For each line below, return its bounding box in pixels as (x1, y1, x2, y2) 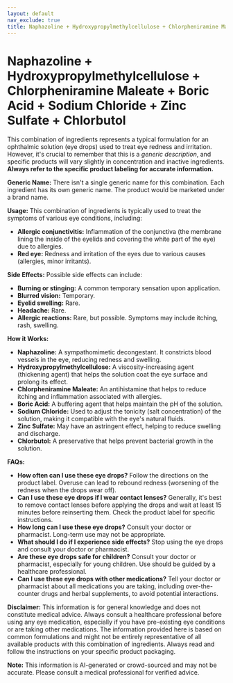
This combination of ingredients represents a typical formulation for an (7, 135, 209, 143)
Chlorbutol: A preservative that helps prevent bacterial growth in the (17, 437, 214, 446)
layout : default (7, 10, 54, 17)
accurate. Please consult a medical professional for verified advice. (7, 668, 200, 677)
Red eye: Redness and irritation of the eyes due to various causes (17, 250, 206, 258)
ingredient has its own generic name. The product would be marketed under (7, 186, 225, 194)
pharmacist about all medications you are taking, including (17, 582, 184, 590)
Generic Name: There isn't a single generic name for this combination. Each (7, 178, 225, 187)
